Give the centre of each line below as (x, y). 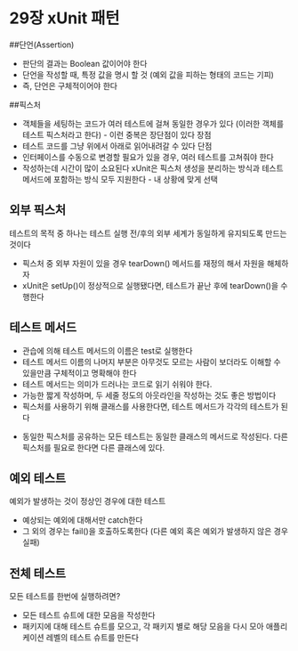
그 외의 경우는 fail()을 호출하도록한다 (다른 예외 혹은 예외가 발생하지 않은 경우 (155, 532)
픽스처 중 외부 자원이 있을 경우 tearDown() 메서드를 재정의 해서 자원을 (143, 263)
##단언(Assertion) (42, 45)
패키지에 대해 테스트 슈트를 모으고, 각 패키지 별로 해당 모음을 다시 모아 (143, 627)
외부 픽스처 (38, 210)
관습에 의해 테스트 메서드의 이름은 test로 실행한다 (107, 350)
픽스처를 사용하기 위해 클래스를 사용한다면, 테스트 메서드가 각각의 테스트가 (150, 406)
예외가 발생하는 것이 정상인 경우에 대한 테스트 (88, 501)
